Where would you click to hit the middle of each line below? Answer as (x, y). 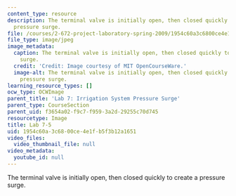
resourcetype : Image (38, 118)
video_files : (26, 138)
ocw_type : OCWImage (36, 92)
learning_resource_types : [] (50, 86)
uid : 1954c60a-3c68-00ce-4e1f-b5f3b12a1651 (72, 131)
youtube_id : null (39, 158)
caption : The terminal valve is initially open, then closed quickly (117, 53)
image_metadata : (31, 46)
